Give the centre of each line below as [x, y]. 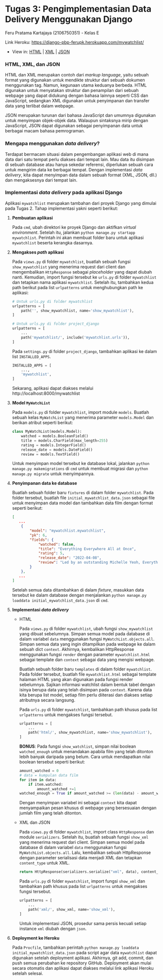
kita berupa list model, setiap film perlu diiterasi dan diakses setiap [86, 695]
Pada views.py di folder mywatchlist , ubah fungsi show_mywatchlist [86, 629]
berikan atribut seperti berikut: [42, 423]
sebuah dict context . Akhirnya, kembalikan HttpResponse [77, 649]
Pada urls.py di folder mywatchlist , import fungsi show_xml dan [82, 881]
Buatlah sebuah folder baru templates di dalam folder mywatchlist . [85, 669]
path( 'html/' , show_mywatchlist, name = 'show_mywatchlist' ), [90, 733]
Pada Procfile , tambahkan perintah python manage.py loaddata [75, 947]
